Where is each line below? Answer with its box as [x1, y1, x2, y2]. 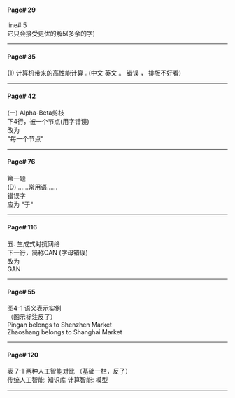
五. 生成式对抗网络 [7, 240, 60, 248]
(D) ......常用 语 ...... [7, 183, 58, 191]
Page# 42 [7, 92, 36, 100]
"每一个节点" [7, 134, 44, 143]
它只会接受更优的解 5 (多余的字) [7, 29, 96, 38]
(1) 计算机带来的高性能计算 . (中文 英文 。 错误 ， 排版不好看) [7, 69, 182, 77]
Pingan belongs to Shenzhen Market [7, 320, 112, 329]
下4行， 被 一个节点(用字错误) [7, 117, 90, 125]
